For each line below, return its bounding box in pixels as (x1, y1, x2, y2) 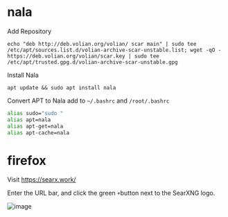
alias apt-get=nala (7, 123, 64, 130)
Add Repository (7, 27, 52, 35)
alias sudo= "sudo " (7, 110, 64, 116)
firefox (7, 153, 46, 168)
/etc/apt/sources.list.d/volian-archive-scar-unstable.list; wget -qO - (7, 46, 222, 53)
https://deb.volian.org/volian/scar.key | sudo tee (7, 53, 159, 60)
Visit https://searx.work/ (7, 175, 76, 184)
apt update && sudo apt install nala (7, 84, 116, 91)
